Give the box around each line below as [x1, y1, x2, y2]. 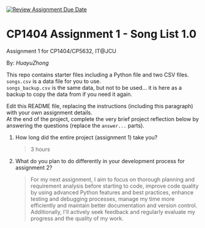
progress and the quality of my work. [30, 215, 124, 222]
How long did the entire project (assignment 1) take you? [15, 133, 158, 141]
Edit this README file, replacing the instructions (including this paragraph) [6, 102, 194, 109]
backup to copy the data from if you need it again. [6, 90, 133, 98]
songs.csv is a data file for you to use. [6, 77, 102, 85]
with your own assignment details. [6, 109, 93, 116]
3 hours [30, 145, 50, 153]
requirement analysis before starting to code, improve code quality [30, 182, 199, 189]
